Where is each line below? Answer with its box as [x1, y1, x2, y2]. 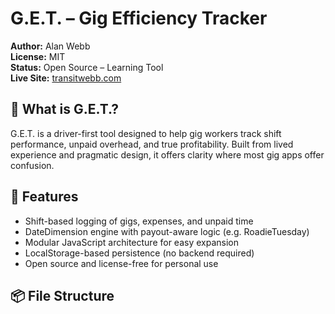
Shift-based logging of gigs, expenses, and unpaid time [24, 215, 254, 227]
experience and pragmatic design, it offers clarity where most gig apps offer [10, 148, 325, 161]
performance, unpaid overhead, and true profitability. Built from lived [10, 138, 294, 150]
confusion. [10, 159, 55, 171]
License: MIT [10, 50, 66, 62]
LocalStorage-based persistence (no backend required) [24, 247, 255, 259]
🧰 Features [10, 188, 79, 206]
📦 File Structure [10, 287, 115, 304]
